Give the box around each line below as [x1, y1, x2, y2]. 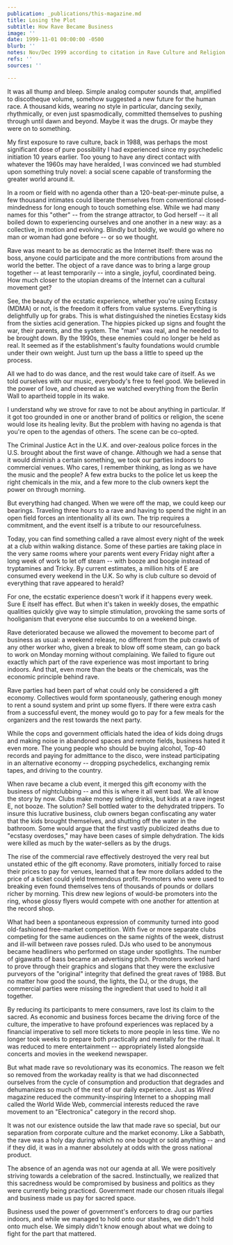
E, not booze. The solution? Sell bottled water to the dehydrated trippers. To [7, 802, 225, 810]
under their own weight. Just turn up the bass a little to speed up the [7, 348, 204, 357]
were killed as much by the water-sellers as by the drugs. [7, 839, 172, 847]
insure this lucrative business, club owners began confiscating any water [7, 809, 216, 817]
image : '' [7, 29, 36, 37]
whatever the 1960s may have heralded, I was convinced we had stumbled [7, 160, 221, 168]
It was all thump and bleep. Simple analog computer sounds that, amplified [7, 87, 221, 95]
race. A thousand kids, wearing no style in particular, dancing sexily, [7, 102, 203, 110]
